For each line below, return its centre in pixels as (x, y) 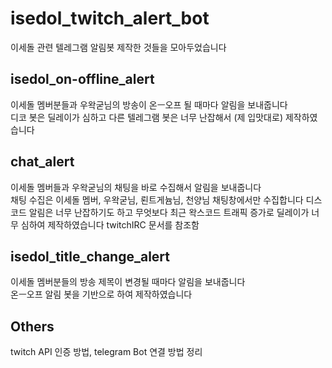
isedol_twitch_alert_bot (110, 18)
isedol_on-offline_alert (82, 79)
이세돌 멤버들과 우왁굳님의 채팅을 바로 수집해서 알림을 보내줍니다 (136, 187)
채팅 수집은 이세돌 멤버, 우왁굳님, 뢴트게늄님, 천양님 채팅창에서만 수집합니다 (157, 199)
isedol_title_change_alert (90, 256)
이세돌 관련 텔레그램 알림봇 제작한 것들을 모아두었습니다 (118, 47)
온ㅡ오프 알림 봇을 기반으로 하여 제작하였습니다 (101, 294)
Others (32, 326)
